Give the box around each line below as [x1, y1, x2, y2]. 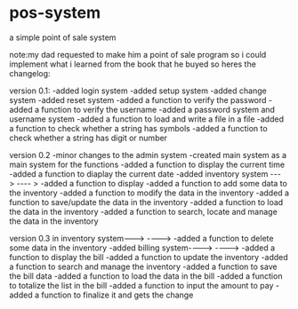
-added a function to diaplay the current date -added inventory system [9, 168, 269, 179]
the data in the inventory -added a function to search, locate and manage [9, 206, 278, 217]
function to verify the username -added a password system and [41, 104, 276, 115]
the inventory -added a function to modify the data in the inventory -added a [9, 187, 290, 198]
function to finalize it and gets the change [41, 289, 194, 300]
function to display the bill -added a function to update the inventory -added [9, 251, 289, 262]
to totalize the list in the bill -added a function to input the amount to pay [9, 280, 274, 290]
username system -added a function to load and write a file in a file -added [9, 114, 285, 124]
